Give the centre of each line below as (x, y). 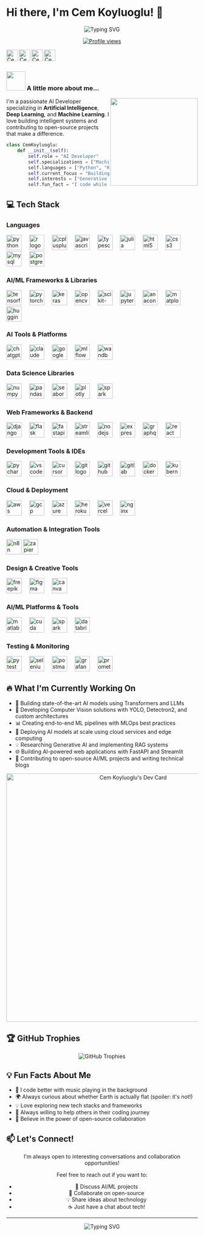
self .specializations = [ (61, 162)
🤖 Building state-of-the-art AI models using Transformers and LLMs (100, 703)
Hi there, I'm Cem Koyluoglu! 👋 (85, 12)
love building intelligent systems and (52, 121)
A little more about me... (63, 88)
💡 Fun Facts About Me (49, 1075)
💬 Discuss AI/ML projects (107, 1187)
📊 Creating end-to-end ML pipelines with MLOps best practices (95, 723)
